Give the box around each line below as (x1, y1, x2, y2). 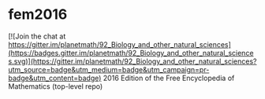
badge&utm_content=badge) (8, 73, 102, 82)
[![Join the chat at (8, 31, 66, 41)
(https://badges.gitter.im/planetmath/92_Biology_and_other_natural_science (8, 48, 254, 57)
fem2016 (8, 5, 68, 24)
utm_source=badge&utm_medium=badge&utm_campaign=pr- (8, 64, 210, 74)
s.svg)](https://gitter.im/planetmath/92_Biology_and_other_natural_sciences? (8, 57, 257, 66)
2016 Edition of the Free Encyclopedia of (103, 73, 235, 82)
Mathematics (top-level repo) (8, 81, 103, 91)
